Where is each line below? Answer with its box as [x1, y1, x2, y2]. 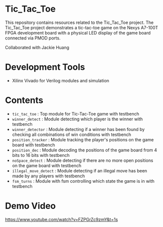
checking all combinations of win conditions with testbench [12, 132, 131, 137]
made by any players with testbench [12, 173, 85, 179]
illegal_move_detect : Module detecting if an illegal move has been [12, 168, 147, 173]
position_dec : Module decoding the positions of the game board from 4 [12, 147, 157, 153]
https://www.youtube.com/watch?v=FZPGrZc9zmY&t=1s [5, 216, 118, 222]
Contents [5, 95, 44, 106]
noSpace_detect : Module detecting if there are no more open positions [12, 157, 153, 163]
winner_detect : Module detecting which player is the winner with [12, 116, 143, 122]
